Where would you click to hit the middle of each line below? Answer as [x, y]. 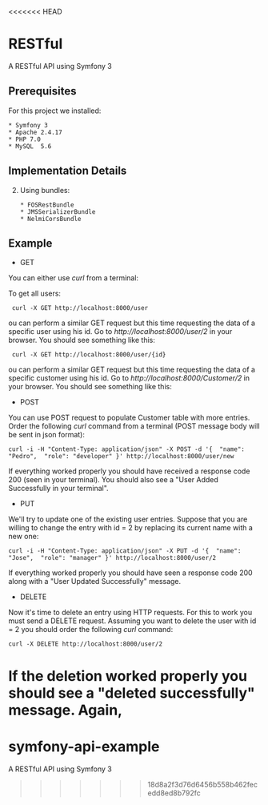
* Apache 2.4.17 [35, 132]
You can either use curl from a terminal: [73, 278]
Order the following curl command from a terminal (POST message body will [134, 426]
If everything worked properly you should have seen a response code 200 [131, 573]
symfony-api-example [84, 746]
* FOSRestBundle [47, 205]
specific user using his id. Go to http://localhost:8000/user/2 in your [120, 332]
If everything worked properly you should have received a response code [129, 471]
